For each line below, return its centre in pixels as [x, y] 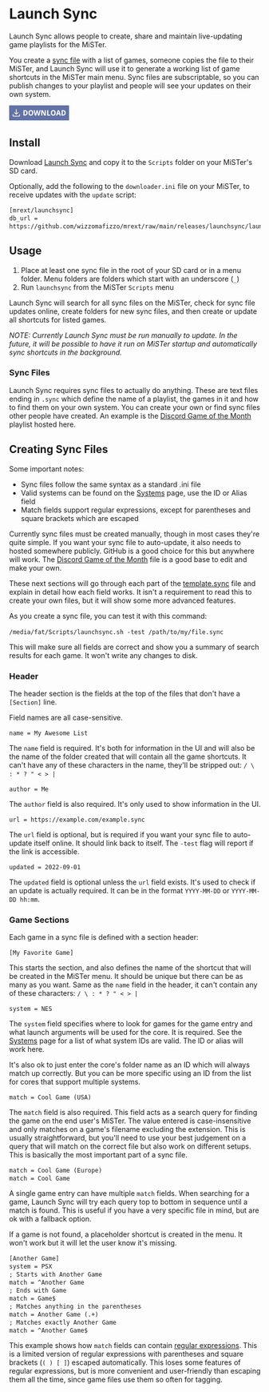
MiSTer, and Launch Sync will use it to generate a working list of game [125, 68]
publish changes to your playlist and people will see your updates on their [130, 86]
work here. [27, 1049]
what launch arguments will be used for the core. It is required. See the [126, 1033]
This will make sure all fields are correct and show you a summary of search [134, 647]
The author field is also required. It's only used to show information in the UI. [135, 804]
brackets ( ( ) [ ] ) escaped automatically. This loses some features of [125, 1362]
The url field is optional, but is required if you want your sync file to [120, 834]
